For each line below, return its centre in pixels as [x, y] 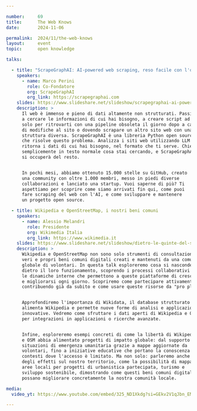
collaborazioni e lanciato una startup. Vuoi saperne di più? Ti [103, 184]
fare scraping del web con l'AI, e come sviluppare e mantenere [102, 195]
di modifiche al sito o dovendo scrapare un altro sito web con [102, 130]
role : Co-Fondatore [51, 86]
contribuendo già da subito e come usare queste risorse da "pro [103, 287]
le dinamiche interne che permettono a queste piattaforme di [99, 276]
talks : [14, 60]
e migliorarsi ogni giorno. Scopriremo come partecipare [93, 282]
